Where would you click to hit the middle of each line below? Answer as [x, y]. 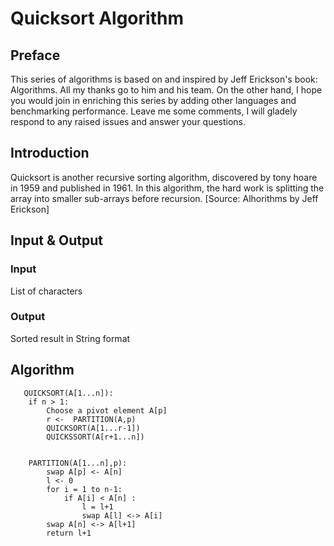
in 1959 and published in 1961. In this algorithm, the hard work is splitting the [167, 188]
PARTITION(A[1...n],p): [78, 463]
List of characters [46, 291]
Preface [35, 55]
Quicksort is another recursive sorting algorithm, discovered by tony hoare [164, 177]
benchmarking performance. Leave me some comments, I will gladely [154, 111]
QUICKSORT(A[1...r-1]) [93, 428]
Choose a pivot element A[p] [107, 410]
